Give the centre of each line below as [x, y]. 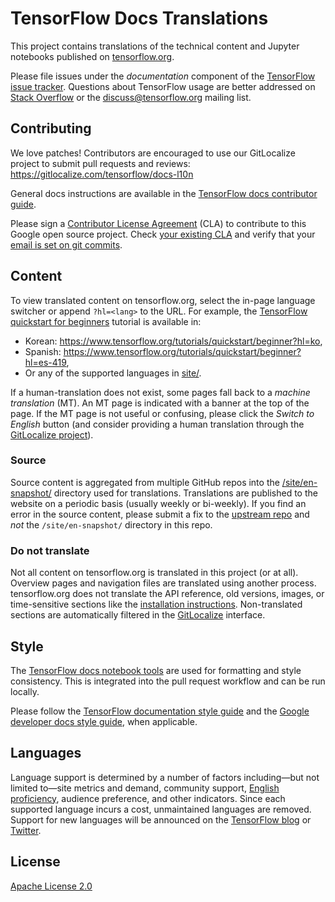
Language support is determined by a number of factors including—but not [165, 777]
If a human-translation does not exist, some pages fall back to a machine [160, 392]
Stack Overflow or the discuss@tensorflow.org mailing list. [131, 97]
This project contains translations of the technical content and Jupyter [155, 46]
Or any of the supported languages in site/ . [113, 373]
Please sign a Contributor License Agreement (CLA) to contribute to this [158, 223]
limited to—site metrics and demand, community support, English [145, 788]
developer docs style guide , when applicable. [104, 721]
